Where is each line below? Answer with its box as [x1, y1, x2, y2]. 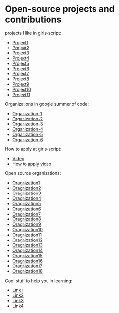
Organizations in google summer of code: [5, 101, 89, 107]
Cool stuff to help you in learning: [5, 278, 72, 284]
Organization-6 [12, 136, 43, 143]
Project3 [12, 50, 29, 56]
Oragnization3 [12, 190, 41, 196]
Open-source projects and [5, 3, 115, 15]
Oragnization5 [12, 200, 41, 206]
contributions [5, 14, 62, 25]
